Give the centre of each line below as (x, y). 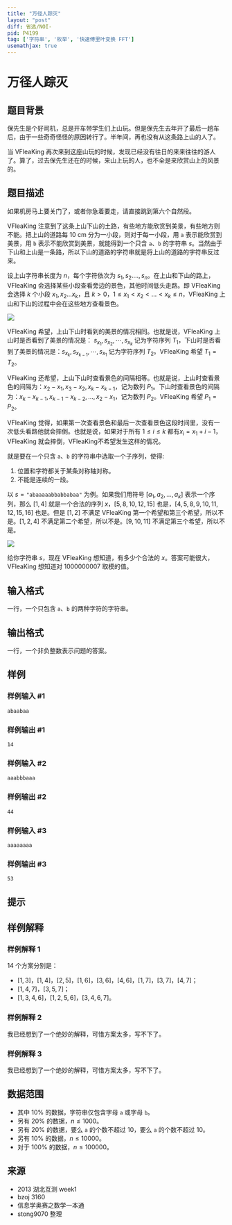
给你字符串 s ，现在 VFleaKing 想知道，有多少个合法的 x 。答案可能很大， (110, 558)
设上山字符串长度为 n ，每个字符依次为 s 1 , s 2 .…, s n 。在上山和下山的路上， (111, 276)
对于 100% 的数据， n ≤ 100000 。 (65, 1146)
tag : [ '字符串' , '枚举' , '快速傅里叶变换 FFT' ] (71, 40)
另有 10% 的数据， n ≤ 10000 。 (61, 1138)
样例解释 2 (25, 1017)
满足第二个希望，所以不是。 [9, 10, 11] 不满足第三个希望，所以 (133, 521)
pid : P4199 (23, 33)
